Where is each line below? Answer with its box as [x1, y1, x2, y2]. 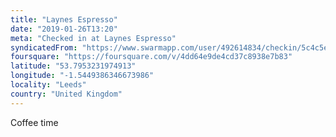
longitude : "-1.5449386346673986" [10, 71, 155, 81]
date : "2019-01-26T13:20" [10, 24, 118, 34]
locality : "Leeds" [10, 80, 87, 90]
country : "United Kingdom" [10, 89, 123, 99]
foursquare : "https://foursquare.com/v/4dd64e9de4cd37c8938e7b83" [10, 52, 293, 62]
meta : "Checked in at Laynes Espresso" [10, 33, 177, 43]
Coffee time [10, 116, 59, 128]
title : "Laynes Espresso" [10, 14, 118, 25]
